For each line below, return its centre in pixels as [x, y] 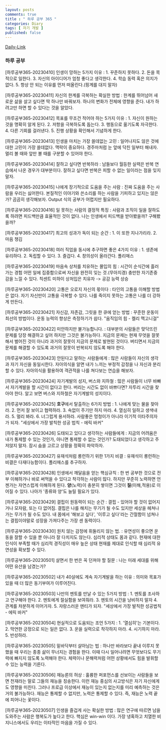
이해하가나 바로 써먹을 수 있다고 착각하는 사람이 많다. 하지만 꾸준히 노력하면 [83, 479]
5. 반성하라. [16, 635]
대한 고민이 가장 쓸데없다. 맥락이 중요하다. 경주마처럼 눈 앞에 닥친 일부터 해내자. [82, 147]
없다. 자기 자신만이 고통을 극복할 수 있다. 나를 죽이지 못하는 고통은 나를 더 [81, 296]
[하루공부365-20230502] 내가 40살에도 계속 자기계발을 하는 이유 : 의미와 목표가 [83, 577]
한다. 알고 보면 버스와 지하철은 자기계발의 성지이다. [63, 394]
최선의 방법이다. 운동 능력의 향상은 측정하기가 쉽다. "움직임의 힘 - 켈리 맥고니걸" [82, 318]
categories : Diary [24, 24]
